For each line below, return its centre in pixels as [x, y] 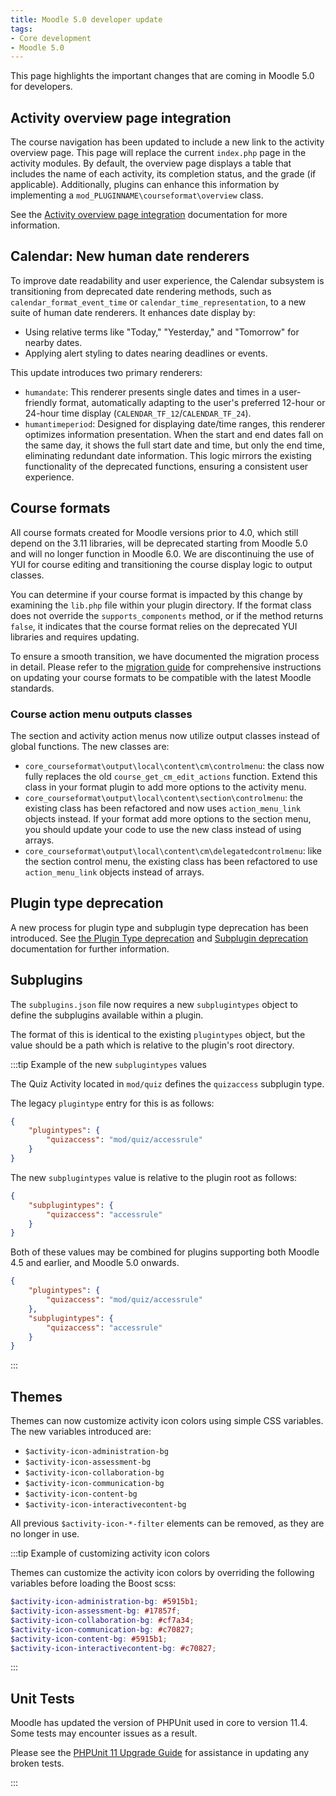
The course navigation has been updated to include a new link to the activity [167, 142]
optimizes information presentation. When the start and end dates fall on [174, 434]
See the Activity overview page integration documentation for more [149, 215]
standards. [32, 688]
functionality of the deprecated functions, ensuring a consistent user [166, 466]
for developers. [41, 87]
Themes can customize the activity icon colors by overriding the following [162, 1573]
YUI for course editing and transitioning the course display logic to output [161, 564]
